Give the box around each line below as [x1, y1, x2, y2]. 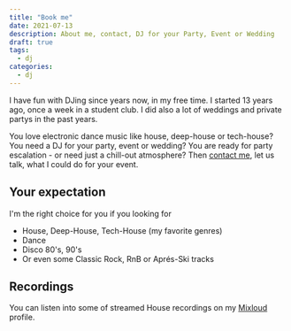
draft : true [9, 37, 53, 47]
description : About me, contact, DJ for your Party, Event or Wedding [9, 29, 275, 38]
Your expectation [9, 185, 106, 200]
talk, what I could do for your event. [9, 158, 139, 169]
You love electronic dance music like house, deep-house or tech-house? [9, 130, 274, 142]
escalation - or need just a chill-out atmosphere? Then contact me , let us [9, 150, 275, 160]
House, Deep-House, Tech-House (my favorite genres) [21, 225, 223, 235]
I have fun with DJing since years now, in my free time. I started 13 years [9, 95, 273, 105]
